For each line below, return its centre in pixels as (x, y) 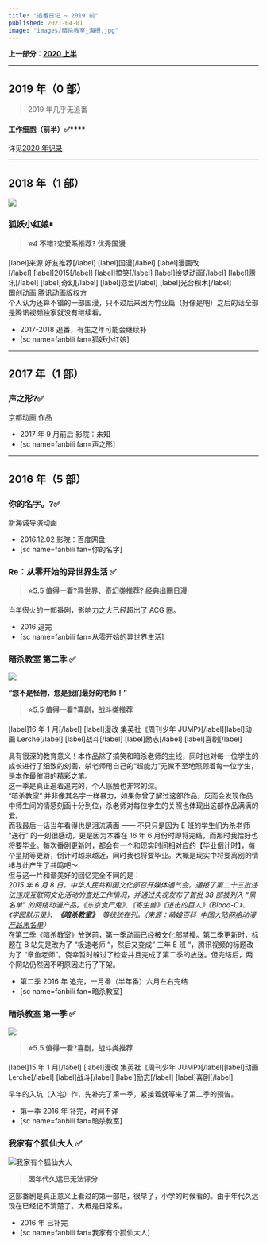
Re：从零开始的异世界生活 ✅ (62, 571)
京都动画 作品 (30, 417)
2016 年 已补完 (44, 1223)
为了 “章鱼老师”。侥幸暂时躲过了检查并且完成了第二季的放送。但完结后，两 (131, 955)
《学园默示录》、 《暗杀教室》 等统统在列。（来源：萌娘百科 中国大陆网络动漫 (132, 915)
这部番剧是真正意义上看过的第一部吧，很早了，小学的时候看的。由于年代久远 (133, 1196)
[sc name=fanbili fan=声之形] (68, 444)
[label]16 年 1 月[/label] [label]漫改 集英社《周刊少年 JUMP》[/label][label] (127, 729)
